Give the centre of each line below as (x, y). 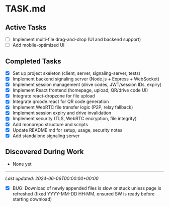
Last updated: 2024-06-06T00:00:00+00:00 (52, 178)
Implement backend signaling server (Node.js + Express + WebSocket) (86, 79)
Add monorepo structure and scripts (50, 124)
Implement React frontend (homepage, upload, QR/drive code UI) (80, 90)
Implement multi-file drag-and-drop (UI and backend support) (77, 39)
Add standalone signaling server (46, 136)
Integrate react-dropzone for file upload (54, 96)
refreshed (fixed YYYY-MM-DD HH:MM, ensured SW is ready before (83, 193)
